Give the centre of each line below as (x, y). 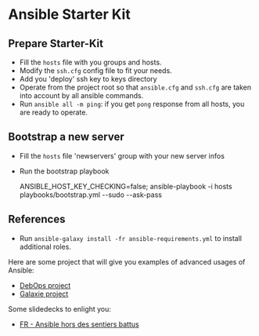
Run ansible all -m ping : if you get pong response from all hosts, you (132, 104)
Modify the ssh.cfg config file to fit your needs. (95, 71)
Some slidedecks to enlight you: (60, 309)
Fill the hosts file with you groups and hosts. (90, 62)
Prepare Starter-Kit (56, 44)
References (37, 219)
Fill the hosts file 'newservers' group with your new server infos (122, 155)
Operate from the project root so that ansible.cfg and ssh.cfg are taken (135, 87)
